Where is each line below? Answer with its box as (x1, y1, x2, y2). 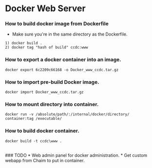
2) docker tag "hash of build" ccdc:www (5, 45, 89, 50)
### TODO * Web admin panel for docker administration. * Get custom (5, 152, 148, 158)
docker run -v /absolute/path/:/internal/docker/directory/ (5, 112, 130, 117)
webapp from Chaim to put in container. (5, 157, 85, 163)
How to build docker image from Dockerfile (5, 20, 109, 27)
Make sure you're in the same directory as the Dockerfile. (12, 31, 128, 37)
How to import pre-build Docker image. (5, 78, 99, 85)
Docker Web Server (5, 3, 86, 14)
